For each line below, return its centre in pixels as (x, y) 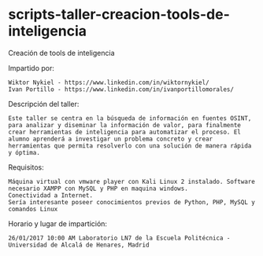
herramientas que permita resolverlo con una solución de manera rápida (130, 146)
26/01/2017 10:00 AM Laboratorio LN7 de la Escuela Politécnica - (119, 238)
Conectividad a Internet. (50, 195)
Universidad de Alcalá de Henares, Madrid (79, 245)
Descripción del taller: (44, 104)
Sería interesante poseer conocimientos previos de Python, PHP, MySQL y (132, 202)
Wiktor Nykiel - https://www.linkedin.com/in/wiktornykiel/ (109, 82)
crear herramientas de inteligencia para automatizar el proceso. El (125, 132)
